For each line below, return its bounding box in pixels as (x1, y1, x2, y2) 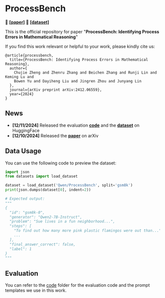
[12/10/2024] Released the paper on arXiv (12, 133, 99, 138)
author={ (9, 66, 27, 71)
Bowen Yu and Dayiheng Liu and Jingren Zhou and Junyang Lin (14, 79, 141, 83)
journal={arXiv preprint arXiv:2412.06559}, (9, 87, 102, 92)
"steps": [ (9, 224, 32, 229)
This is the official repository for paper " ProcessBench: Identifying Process (5, 28, 160, 34)
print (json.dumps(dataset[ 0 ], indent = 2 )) (5, 188, 91, 192)
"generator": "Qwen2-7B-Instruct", (9, 215, 82, 219)
